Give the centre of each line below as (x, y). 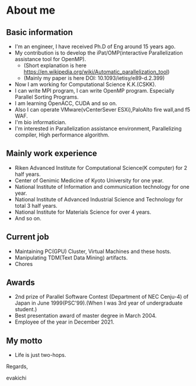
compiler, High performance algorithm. (62, 135)
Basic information (39, 32)
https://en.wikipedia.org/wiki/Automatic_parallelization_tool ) (97, 72)
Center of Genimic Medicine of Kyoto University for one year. (89, 180)
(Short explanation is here (55, 65)
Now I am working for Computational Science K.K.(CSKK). (86, 84)
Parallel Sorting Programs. (46, 97)
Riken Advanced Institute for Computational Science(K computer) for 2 (101, 167)
